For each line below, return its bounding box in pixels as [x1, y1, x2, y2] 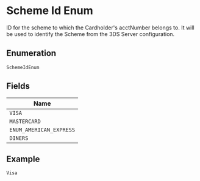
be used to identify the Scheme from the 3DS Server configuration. [6, 30, 175, 37]
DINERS [9, 135, 29, 141]
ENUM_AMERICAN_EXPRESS [9, 126, 75, 133]
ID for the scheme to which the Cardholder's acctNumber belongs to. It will [6, 24, 195, 31]
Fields [6, 81, 30, 92]
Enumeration [6, 48, 57, 59]
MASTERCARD [9, 117, 41, 125]
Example [6, 153, 40, 164]
